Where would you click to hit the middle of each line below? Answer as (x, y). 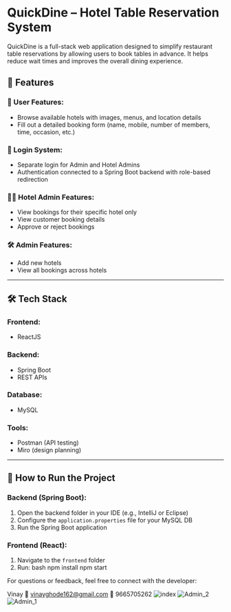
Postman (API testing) (48, 443)
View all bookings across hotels (62, 270)
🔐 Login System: (35, 149)
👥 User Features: (35, 103)
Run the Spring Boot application (62, 527)
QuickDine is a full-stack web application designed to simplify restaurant (110, 46)
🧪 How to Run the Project (61, 478)
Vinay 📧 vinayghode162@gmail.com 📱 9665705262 (80, 594)
